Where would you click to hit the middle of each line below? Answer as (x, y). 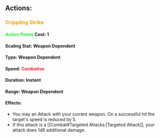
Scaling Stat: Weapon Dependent (40, 46)
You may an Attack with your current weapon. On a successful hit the (83, 114)
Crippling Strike (24, 22)
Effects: (13, 103)
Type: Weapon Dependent (33, 57)
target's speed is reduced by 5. (44, 119)
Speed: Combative (25, 68)
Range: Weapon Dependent (34, 91)
